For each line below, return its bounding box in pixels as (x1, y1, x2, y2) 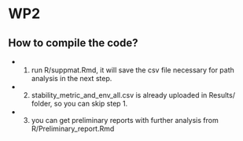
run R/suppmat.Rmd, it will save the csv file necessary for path (31, 65, 234, 75)
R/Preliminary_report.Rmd (31, 124, 115, 133)
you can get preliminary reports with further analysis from (31, 116, 219, 124)
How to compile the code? (8, 36, 138, 50)
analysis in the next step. (31, 74, 112, 83)
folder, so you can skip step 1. (31, 99, 128, 108)
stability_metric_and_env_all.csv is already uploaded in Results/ (31, 91, 236, 99)
